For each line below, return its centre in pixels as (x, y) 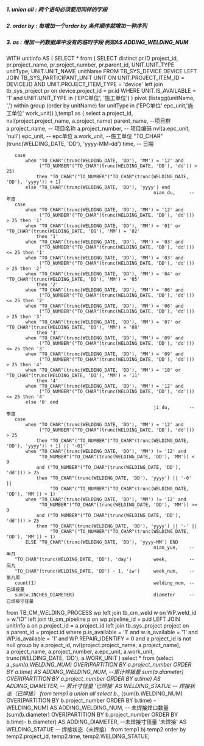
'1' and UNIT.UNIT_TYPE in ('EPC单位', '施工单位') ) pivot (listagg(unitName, (100, 98)
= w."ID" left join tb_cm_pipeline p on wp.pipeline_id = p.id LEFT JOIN (93, 619)
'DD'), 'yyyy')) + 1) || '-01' (46, 446)
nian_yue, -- (174, 547)
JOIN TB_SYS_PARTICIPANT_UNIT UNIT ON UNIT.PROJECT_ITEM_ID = (95, 78)
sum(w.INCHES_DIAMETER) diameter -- (104, 595)
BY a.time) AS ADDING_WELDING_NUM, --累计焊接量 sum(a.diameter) (95, 672)
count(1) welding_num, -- (104, 583)
